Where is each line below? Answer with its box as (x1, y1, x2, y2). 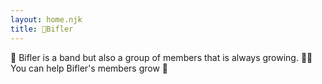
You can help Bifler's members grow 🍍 (10, 62, 169, 74)
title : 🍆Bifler (10, 24, 74, 34)
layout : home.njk (10, 14, 83, 25)
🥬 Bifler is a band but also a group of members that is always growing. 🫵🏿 (10, 51, 313, 63)
